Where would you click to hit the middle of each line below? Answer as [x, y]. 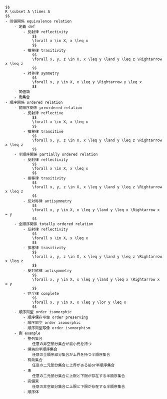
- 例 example [27, 333]
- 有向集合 [33, 360]
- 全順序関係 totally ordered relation [54, 224]
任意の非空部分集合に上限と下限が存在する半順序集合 [78, 386]
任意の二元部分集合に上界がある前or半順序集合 [73, 365]
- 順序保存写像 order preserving [56, 317]
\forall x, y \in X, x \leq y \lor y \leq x [79, 302]
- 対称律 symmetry [41, 73]
